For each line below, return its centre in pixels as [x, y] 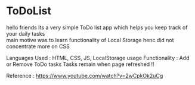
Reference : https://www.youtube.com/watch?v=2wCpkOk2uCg [85, 75]
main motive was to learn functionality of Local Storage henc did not [90, 40]
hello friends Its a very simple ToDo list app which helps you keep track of [97, 27]
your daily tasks [26, 33]
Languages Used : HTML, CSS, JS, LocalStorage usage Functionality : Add [98, 58]
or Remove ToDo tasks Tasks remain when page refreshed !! [80, 64]
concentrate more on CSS [38, 46]
